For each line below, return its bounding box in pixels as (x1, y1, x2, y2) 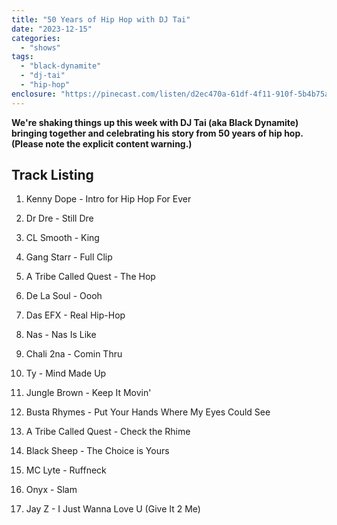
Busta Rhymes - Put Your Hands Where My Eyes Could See (25, 406, 271, 418)
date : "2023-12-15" (11, 24, 93, 34)
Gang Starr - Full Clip (25, 251, 113, 263)
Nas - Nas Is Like (25, 329, 97, 341)
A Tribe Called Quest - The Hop (25, 271, 156, 283)
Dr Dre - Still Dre (25, 212, 94, 225)
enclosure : (11, 89, 57, 99)
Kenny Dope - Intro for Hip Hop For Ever (25, 193, 192, 205)
